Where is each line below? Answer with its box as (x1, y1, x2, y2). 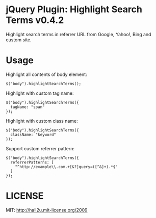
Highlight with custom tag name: (6, 90, 74, 96)
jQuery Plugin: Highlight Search (6, 4, 142, 15)
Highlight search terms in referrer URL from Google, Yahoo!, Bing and (6, 31, 151, 37)
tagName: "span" (10, 104, 45, 110)
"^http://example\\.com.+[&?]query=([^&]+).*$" (15, 164, 118, 169)
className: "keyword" (10, 132, 57, 137)
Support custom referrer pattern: (6, 145, 75, 151)
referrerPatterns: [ (10, 159, 54, 165)
